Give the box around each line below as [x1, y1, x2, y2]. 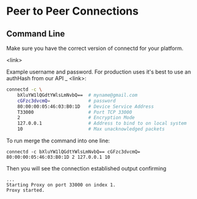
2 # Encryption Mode [17, 114, 135, 121]
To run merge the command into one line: [6, 137, 110, 144]
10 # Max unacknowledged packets [17, 126, 165, 132]
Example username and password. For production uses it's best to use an [6, 68, 191, 75]
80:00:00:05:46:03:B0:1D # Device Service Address [17, 103, 154, 110]
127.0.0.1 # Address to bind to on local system [17, 120, 187, 127]
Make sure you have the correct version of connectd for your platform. [6, 44, 184, 52]
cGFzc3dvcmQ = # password [17, 97, 116, 104]
